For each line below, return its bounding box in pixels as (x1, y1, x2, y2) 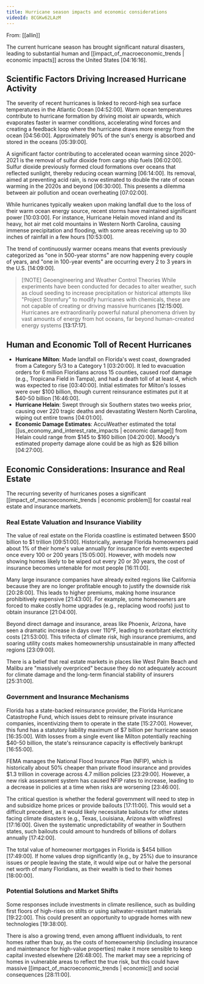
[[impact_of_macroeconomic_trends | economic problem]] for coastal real (6, 496, 191, 503)
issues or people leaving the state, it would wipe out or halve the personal (6, 858, 192, 866)
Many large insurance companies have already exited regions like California (6, 576, 196, 583)
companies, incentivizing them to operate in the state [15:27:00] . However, (6, 719, 193, 727)
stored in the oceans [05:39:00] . (6, 138, 88, 146)
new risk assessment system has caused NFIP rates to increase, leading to (6, 777, 194, 784)
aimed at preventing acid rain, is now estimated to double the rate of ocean (6, 176, 195, 184)
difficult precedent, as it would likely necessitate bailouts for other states (6, 808, 189, 815)
